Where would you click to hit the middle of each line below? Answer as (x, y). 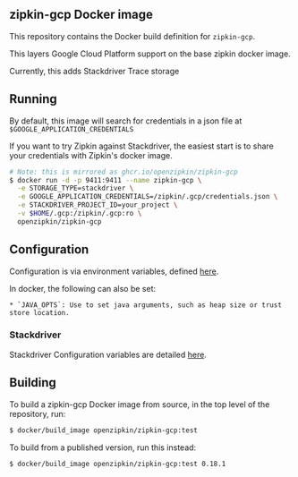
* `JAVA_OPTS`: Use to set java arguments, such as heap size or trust (145, 305)
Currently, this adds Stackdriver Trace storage (94, 71)
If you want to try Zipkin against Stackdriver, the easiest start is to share (142, 146)
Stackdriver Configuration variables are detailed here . (108, 354)
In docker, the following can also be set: (83, 288)
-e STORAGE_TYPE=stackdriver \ (76, 188)
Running (34, 99)
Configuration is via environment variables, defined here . (114, 271)
